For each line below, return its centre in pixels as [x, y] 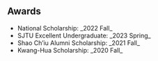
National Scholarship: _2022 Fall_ [65, 28]
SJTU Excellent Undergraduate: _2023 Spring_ [84, 35]
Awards [24, 11]
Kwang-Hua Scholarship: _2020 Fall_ [70, 50]
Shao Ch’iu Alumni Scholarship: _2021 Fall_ [79, 43]
